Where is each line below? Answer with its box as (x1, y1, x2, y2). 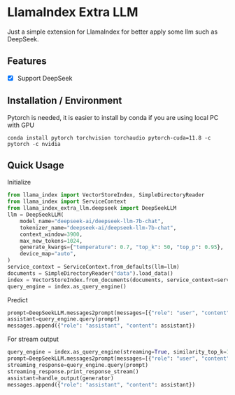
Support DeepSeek (17, 74, 73, 82)
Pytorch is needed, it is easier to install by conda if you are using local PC (7, 113, 219, 121)
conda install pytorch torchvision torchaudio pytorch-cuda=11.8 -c (7, 134, 211, 141)
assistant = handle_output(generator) (7, 375, 114, 382)
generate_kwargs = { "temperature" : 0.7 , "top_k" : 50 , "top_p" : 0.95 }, (20, 243, 224, 251)
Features (7, 55, 47, 67)
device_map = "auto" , (20, 250, 77, 257)
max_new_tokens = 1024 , (20, 237, 83, 244)
